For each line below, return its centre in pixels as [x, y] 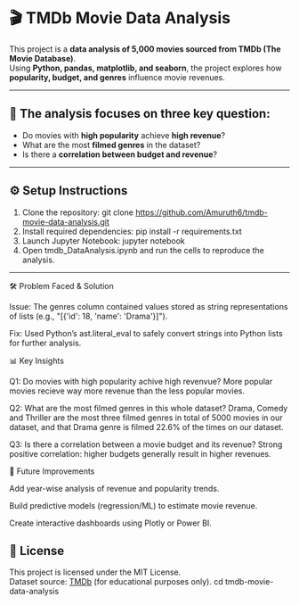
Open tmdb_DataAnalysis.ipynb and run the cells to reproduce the [143, 250]
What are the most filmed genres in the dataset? [111, 145]
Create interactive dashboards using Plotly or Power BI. [110, 523]
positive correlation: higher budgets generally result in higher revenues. [140, 453]
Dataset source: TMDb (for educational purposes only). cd [117, 582]
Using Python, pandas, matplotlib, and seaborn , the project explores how [145, 68]
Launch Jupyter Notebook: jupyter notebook [103, 240]
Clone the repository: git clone [77, 212]
